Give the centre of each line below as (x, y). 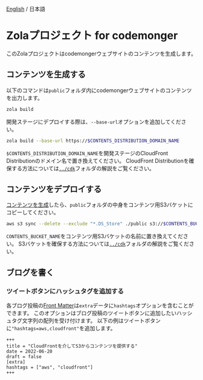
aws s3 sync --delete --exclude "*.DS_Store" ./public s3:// (85, 224)
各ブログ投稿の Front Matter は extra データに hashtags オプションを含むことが (100, 305)
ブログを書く (30, 272)
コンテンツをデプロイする (54, 189)
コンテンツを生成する (46, 75)
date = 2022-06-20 (29, 351)
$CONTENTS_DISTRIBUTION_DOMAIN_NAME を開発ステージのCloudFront (87, 153)
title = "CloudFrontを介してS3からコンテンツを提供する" (72, 346)
